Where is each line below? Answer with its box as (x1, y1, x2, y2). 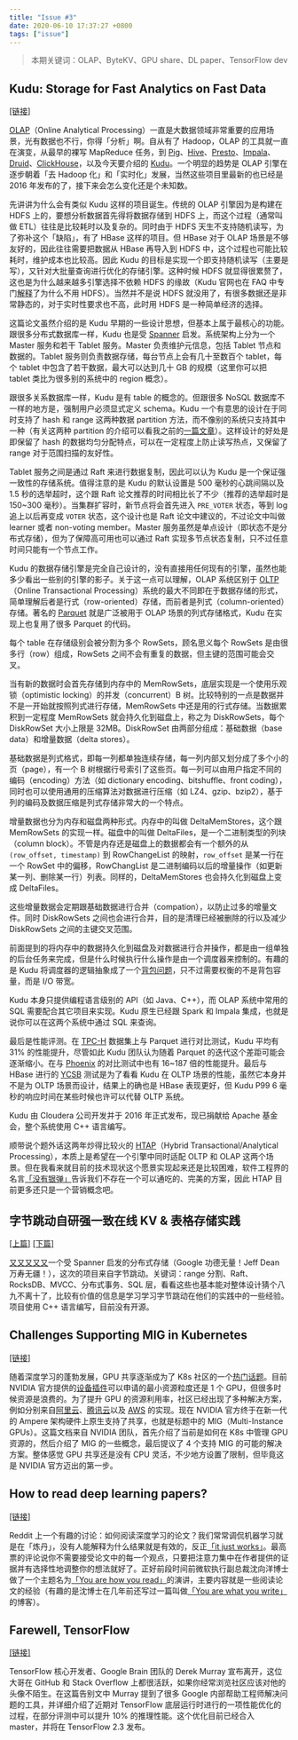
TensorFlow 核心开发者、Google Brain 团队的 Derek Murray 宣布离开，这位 (9, 1666, 283, 1677)
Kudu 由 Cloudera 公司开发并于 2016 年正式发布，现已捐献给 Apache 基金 (9, 1111, 278, 1121)
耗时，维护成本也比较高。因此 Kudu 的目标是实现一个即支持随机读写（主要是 (9, 255, 289, 265)
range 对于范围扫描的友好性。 (9, 447, 119, 458)
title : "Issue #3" (9, 12, 77, 22)
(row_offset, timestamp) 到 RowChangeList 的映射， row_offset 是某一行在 (9, 850, 285, 860)
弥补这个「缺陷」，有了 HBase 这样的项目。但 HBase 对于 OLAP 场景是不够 (16, 233, 289, 243)
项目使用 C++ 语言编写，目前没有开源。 (9, 1301, 154, 1312)
